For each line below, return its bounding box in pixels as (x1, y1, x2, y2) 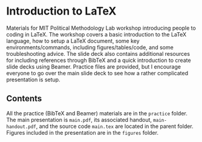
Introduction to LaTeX (6, 4, 117, 18)
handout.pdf (6, 123, 36, 130)
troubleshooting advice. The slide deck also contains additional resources (6, 50, 191, 57)
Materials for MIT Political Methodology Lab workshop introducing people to (6, 24, 197, 32)
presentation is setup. (6, 76, 60, 83)
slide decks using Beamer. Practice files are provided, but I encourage (6, 63, 181, 70)
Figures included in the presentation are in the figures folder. (6, 129, 159, 136)
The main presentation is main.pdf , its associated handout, (6, 116, 152, 123)
